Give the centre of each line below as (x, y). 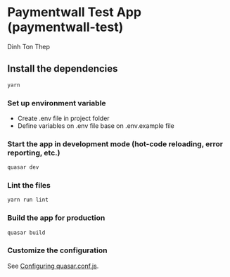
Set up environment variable (57, 103)
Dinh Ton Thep (29, 46)
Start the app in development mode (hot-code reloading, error (115, 143)
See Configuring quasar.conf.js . (53, 266)
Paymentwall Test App (75, 12)
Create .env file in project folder (64, 118)
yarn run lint (28, 200)
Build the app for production (56, 218)
